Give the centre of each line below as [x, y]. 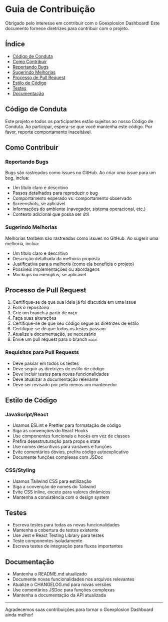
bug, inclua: [17, 178]
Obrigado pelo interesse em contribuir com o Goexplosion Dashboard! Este [82, 23]
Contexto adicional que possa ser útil [50, 214]
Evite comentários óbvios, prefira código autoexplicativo [70, 452]
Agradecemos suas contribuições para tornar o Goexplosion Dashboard [79, 609]
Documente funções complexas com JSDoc [58, 457]
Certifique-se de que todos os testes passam [59, 329]
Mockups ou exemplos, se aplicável [49, 274]
